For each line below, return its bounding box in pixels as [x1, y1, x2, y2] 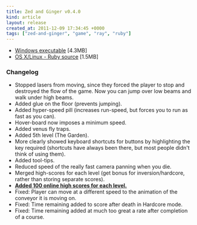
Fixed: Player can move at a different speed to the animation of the [14, 188, 178, 195]
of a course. [14, 214, 45, 221]
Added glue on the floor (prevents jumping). [14, 100, 123, 107]
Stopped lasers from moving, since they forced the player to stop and [14, 81, 185, 89]
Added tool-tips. [14, 157, 55, 164]
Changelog [6, 68, 39, 76]
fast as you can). [14, 113, 56, 120]
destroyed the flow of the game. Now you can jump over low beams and [14, 88, 192, 95]
